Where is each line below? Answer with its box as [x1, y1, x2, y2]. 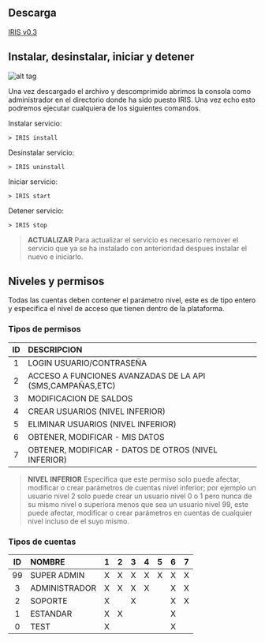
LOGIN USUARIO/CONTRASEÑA [28, 357, 147, 368]
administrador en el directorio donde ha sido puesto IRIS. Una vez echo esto [8, 95, 256, 104]
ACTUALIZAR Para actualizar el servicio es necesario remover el [27, 235, 239, 244]
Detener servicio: [8, 205, 65, 216]
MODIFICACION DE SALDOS [28, 392, 133, 404]
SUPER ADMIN [30, 570, 85, 581]
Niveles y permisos [8, 275, 105, 288]
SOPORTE [30, 595, 68, 606]
